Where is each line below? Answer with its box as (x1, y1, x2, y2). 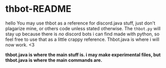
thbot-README (5, 3, 72, 15)
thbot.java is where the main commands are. (5, 57, 103, 63)
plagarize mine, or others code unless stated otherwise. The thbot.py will (5, 25, 161, 31)
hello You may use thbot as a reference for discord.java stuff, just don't (5, 20, 156, 26)
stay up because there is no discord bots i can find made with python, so (5, 31, 160, 37)
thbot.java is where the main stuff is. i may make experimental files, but (5, 52, 161, 58)
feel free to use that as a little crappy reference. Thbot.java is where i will (5, 36, 159, 42)
